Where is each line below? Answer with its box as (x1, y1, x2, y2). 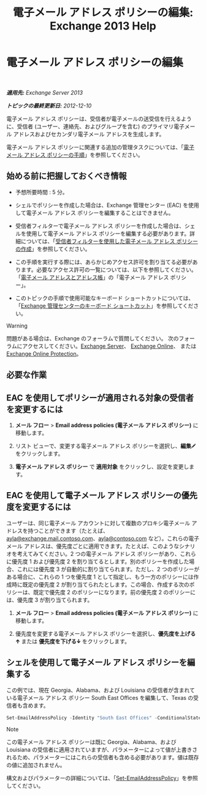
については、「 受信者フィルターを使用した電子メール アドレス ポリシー (20, 237, 198, 245)
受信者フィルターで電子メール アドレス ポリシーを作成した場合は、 (15, 222, 185, 229)
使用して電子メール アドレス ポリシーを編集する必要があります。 (26, 230, 190, 237)
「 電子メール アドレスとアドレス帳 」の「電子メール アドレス (15, 273, 169, 281)
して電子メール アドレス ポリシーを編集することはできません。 (15, 209, 174, 216)
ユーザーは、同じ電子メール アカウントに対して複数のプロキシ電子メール (6, 519, 191, 527)
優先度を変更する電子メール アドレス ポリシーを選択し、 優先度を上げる (15, 630, 196, 637)
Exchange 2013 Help (50, 19, 156, 33)
